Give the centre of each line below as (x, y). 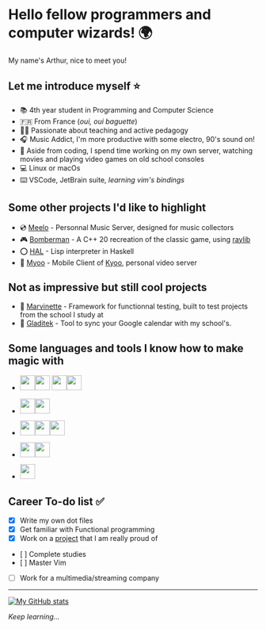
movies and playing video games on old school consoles (112, 159)
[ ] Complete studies (53, 554)
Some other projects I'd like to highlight (107, 208)
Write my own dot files (56, 520)
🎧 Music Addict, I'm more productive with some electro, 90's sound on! (137, 139)
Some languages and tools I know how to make (126, 348)
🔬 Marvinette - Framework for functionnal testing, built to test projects (134, 306)
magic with (36, 361)
